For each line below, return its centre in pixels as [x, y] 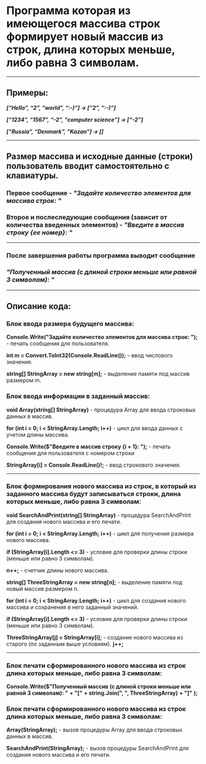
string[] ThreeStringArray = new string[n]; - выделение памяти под [94, 582]
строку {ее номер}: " [39, 232]
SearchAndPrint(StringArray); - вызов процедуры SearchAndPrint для [97, 748]
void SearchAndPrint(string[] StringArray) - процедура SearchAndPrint [99, 515]
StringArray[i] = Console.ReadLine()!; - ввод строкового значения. [93, 465]
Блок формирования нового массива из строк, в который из [101, 486]
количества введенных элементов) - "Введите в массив [96, 224]
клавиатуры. [32, 176]
